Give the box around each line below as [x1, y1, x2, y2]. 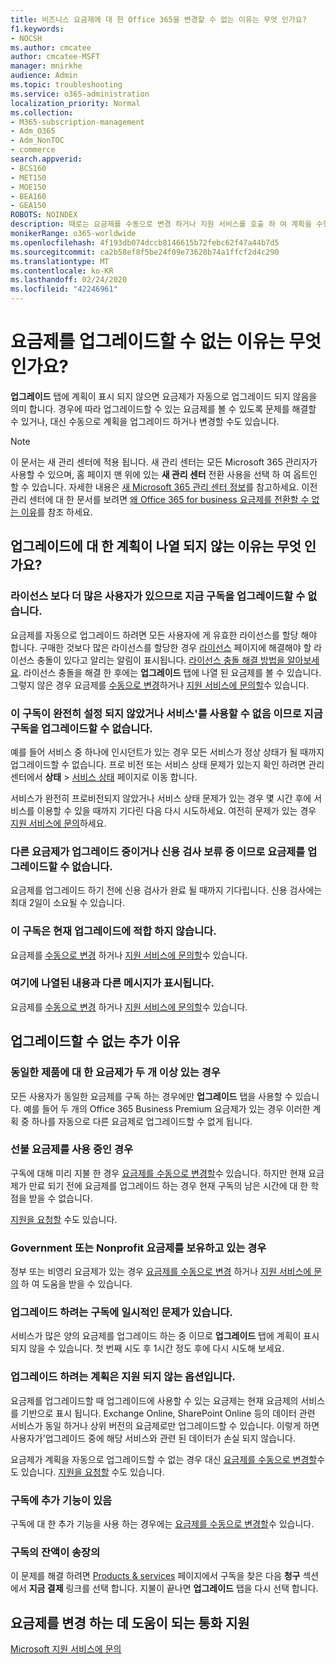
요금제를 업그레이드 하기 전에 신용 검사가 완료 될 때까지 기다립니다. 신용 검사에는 [10, 884, 323, 896]
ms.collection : [10, 107, 74, 118]
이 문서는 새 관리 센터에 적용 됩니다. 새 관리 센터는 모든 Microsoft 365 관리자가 [10, 456, 318, 468]
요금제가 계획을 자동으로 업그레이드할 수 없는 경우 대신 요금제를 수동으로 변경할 [10, 1453, 318, 1465]
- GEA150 [10, 201, 47, 211]
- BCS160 [10, 163, 47, 173]
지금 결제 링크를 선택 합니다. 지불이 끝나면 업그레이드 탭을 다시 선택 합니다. [28, 1582, 319, 1595]
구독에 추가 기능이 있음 [10, 1493, 113, 1507]
